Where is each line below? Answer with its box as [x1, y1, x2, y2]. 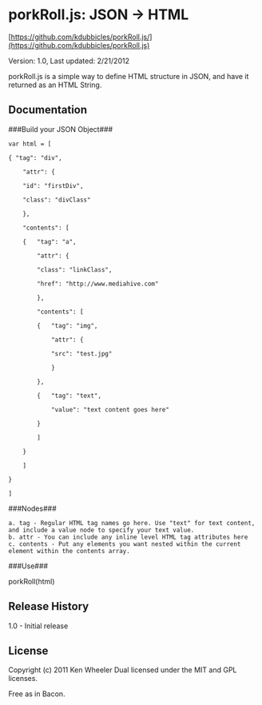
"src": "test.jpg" [50, 349, 113, 357]
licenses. [8, 674, 38, 683]
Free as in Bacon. [8, 689, 65, 699]
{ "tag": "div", [8, 153, 62, 161]
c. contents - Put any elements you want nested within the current [8, 540, 241, 548]
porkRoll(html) [8, 576, 55, 586]
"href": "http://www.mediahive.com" [37, 280, 159, 288]
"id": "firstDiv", [22, 181, 84, 189]
